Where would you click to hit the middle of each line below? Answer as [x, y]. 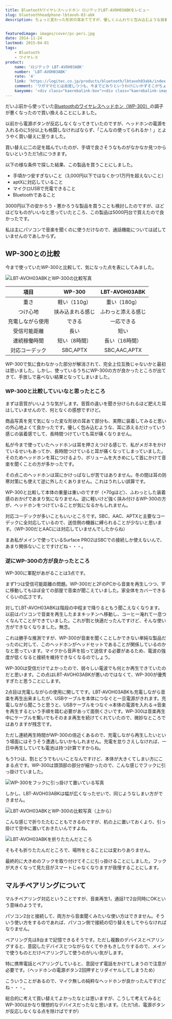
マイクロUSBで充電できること [44, 188]
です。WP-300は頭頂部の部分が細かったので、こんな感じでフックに [90, 765]
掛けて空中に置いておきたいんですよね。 [48, 828]
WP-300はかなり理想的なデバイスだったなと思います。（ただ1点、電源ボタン [85, 1005]
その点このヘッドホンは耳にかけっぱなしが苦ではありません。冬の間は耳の [84, 475]
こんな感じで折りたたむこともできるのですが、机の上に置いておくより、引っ [86, 822]
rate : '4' [25, 77]
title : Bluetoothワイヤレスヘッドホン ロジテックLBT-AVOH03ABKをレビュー [78, 10]
